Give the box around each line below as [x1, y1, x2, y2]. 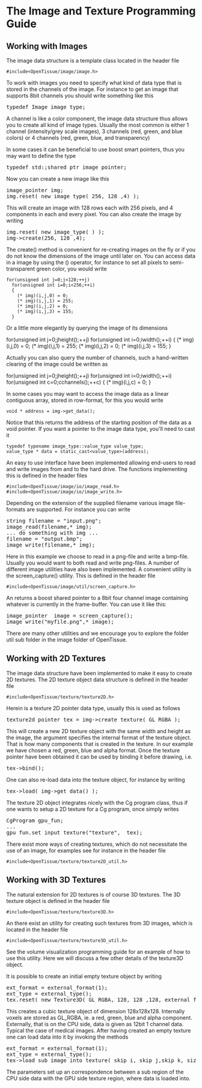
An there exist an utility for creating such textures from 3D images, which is [6, 919, 193, 927]
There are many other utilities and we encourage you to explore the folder [6, 630, 189, 637]
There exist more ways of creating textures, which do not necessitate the [6, 840, 188, 848]
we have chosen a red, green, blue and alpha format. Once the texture [6, 746, 180, 754]
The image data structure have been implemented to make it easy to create [6, 669, 192, 677]
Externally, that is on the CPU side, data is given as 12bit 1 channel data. [6, 1020, 184, 1028]
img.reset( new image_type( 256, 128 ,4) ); [6, 193, 140, 199]
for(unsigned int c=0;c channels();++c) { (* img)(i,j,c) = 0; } [6, 378, 151, 386]
